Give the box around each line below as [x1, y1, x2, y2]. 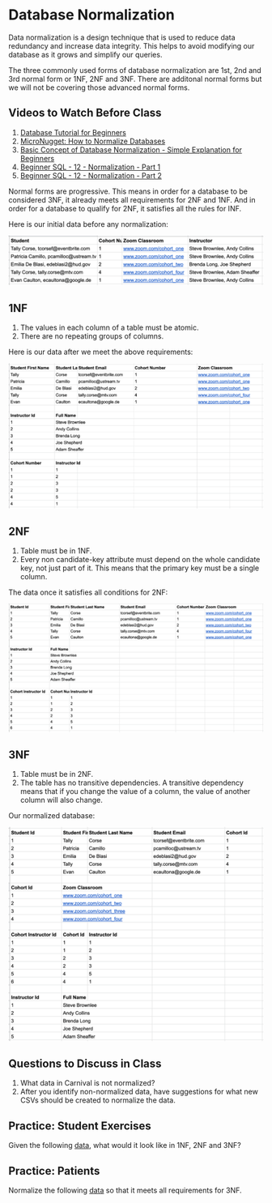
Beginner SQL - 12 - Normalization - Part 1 [19, 162, 160, 172]
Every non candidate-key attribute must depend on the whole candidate [19, 555, 261, 565]
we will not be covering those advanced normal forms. [8, 83, 190, 92]
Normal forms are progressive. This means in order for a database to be [8, 186, 249, 196]
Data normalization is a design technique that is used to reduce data [8, 32, 236, 42]
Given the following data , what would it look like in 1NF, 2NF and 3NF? [8, 1141, 241, 1150]
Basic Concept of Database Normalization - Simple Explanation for [19, 144, 243, 155]
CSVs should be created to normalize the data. [19, 1095, 176, 1105]
